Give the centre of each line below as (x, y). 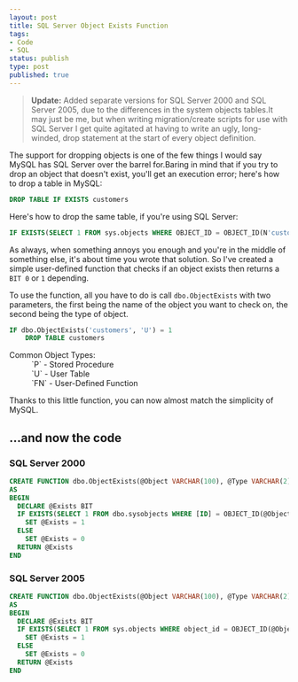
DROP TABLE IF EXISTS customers (69, 199)
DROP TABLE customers (65, 338)
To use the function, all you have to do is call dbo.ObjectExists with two (140, 295)
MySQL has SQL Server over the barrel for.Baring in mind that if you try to (144, 164)
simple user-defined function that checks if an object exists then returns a (145, 268)
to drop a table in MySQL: (56, 183)
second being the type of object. (69, 314)
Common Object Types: (52, 355)
